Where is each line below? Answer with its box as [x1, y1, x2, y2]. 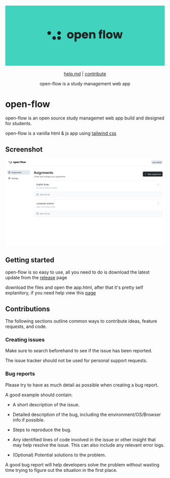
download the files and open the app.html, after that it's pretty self [5, 284, 143, 290]
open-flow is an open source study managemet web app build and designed [5, 115, 164, 121]
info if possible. [12, 416, 45, 423]
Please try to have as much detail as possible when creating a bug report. [5, 382, 159, 388]
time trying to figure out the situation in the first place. [5, 467, 118, 473]
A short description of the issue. [12, 401, 80, 407]
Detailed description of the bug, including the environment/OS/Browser [12, 411, 161, 417]
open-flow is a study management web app [39, 80, 131, 86]
